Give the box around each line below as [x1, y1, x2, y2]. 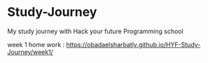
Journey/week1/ [7, 48, 54, 56]
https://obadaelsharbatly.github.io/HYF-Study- [66, 40, 201, 48]
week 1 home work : [7, 40, 65, 48]
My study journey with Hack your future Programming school [7, 27, 183, 35]
